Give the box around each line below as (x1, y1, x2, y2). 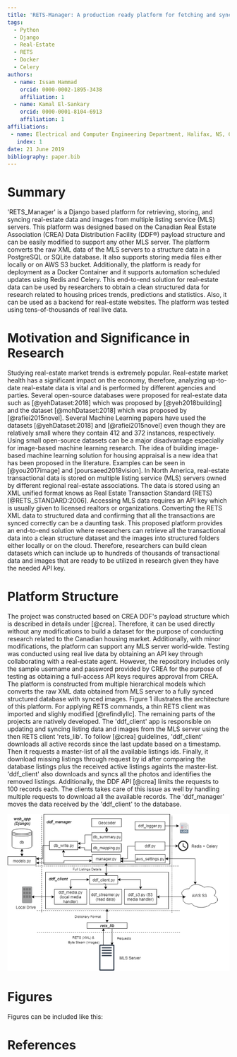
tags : (7, 18, 23, 26)
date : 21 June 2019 (7, 146, 65, 153)
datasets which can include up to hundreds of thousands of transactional (7, 549, 220, 558)
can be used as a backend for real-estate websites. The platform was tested (7, 298, 229, 307)
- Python (13, 26, 39, 33)
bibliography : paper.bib (7, 153, 80, 160)
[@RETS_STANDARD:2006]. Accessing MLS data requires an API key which (7, 496, 227, 505)
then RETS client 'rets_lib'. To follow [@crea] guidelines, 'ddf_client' (7, 732, 203, 741)
